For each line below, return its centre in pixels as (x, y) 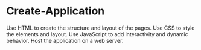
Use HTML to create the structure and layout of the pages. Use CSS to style (101, 28)
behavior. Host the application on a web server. (65, 40)
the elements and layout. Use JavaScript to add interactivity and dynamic (97, 34)
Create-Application (56, 11)
